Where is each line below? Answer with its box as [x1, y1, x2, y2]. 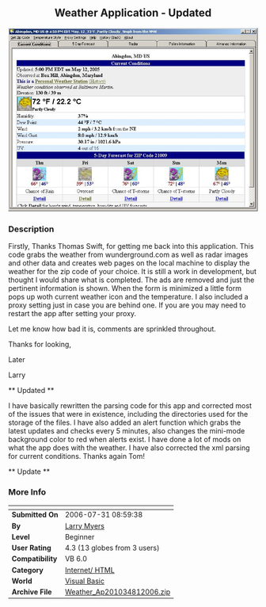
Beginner [64, 532, 95, 541]
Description [8, 223, 55, 235]
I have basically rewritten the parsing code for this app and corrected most [8, 401, 252, 410]
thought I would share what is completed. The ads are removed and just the [8, 275, 255, 284]
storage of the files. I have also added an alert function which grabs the [8, 418, 241, 427]
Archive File [11, 587, 52, 597]
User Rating [11, 543, 51, 553]
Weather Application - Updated [54, 6, 212, 20]
